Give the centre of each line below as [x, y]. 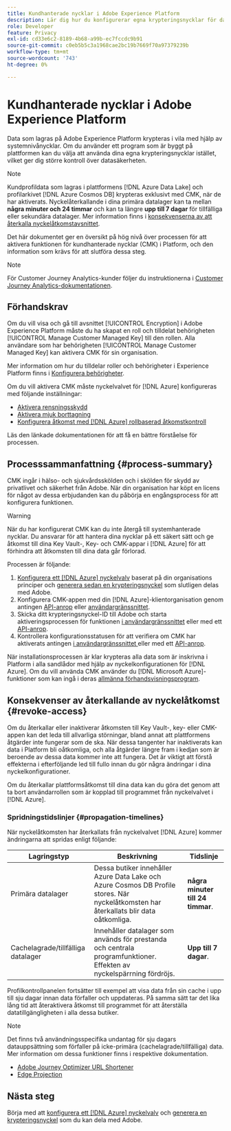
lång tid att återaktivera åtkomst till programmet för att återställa [97, 1005]
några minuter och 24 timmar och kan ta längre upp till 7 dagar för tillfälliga [115, 209]
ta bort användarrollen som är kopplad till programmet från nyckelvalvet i [110, 792]
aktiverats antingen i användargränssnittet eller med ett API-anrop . [111, 644]
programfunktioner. [125, 956]
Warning [19, 516]
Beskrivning [137, 857]
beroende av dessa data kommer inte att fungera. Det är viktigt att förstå [110, 757]
